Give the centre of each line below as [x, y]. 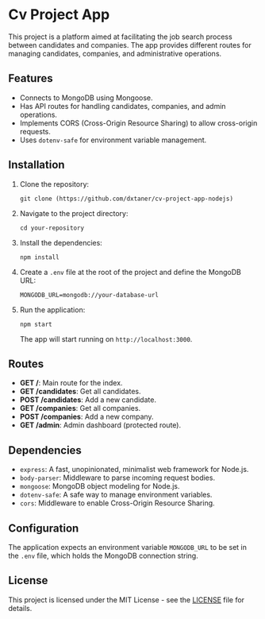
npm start [36, 324]
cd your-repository [52, 228]
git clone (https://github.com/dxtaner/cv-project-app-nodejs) [127, 199]
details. [20, 608]
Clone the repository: [54, 184]
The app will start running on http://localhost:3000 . [106, 339]
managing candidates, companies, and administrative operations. [115, 53]
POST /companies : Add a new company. [86, 417]
